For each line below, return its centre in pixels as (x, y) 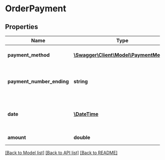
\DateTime (86, 114)
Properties (22, 27)
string (81, 81)
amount (17, 137)
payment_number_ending (38, 81)
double (82, 137)
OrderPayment (36, 9)
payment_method (29, 55)
